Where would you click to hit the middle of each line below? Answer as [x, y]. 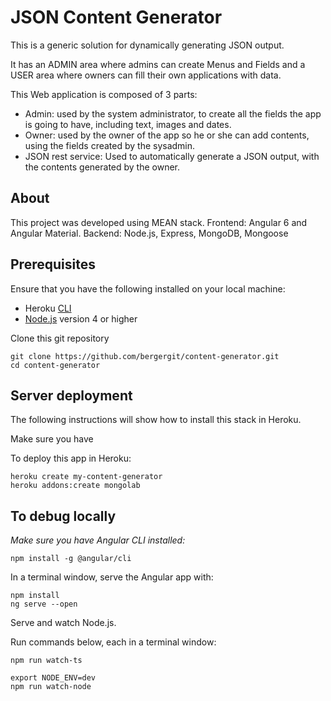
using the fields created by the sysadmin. [110, 145]
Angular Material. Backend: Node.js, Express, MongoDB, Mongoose [149, 233]
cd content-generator [55, 365]
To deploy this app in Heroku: [71, 458]
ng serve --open [44, 604]
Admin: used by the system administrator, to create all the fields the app [173, 113]
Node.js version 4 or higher [81, 318]
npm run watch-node [51, 687]
